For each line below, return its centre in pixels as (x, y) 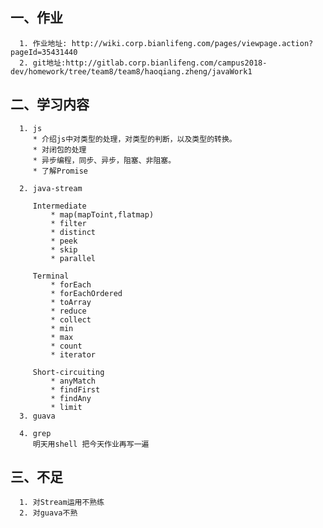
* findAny (71, 398)
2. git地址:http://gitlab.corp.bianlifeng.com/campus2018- (143, 63)
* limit (66, 407)
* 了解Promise (60, 171)
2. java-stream (51, 188)
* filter (68, 223)
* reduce (68, 311)
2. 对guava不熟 (48, 513)
